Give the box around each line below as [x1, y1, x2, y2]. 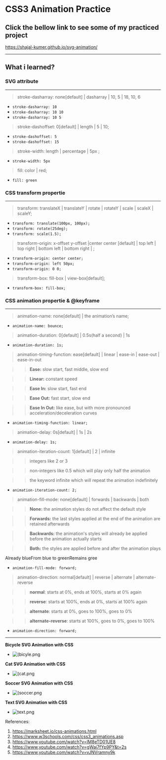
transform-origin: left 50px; [12, 261, 75, 266]
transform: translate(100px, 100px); [12, 221, 90, 226]
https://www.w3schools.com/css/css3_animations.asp [12, 734, 124, 740]
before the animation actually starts [29, 536, 102, 542]
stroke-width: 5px [12, 159, 50, 164]
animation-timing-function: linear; [12, 420, 88, 426]
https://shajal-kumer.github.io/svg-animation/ [5, 44, 98, 50]
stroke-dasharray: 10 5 [12, 115, 62, 120]
